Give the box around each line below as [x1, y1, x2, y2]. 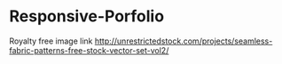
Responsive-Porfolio [9, 6, 165, 27]
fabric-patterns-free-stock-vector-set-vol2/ [9, 44, 169, 55]
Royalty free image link [9, 36, 93, 46]
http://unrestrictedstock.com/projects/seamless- [94, 36, 273, 46]
